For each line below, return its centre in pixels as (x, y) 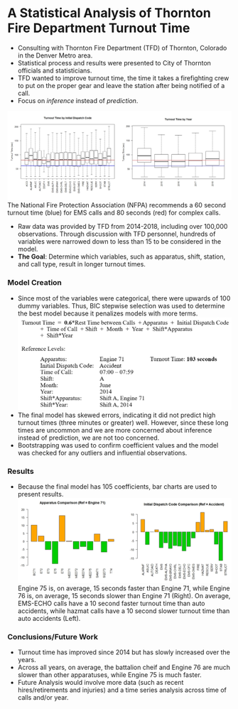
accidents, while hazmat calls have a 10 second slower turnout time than (124, 611)
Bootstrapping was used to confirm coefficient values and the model (118, 445)
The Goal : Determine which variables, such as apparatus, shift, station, (121, 256)
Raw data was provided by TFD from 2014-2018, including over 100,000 (123, 227)
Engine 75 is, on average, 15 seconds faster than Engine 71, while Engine (124, 588)
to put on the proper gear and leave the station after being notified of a (121, 85)
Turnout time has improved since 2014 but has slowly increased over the (124, 652)
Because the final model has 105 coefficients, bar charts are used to (117, 487)
